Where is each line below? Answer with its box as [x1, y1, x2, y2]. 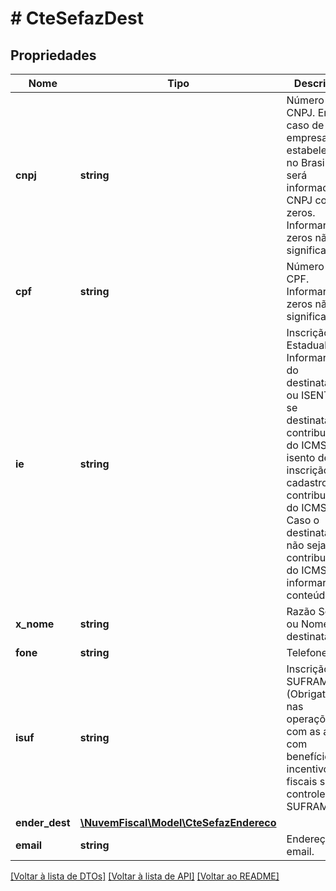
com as [286, 725, 322, 738]
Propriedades [10, 47, 97, 64]
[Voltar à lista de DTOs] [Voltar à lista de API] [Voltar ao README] [10, 870, 280, 882]
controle [286, 787, 326, 801]
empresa [286, 131, 328, 144]
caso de [286, 118, 325, 132]
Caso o [286, 513, 320, 527]
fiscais [286, 775, 318, 788]
